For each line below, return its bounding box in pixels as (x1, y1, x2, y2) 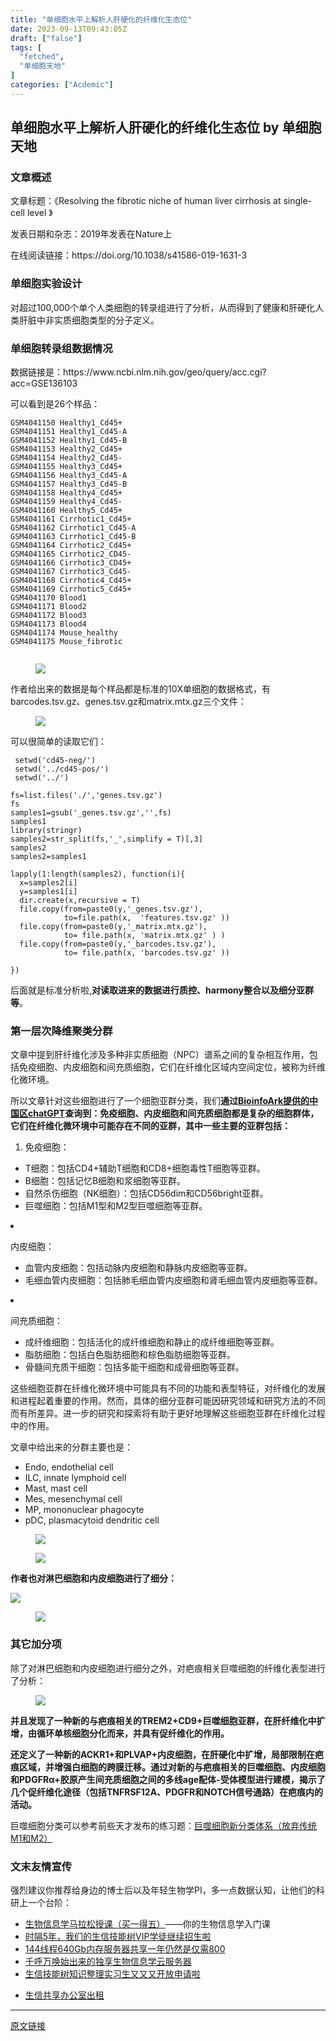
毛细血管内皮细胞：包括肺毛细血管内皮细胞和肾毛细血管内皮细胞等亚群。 (24, 1274, 323, 1286)
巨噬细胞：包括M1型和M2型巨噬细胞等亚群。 (24, 1200, 208, 1212)
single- (283, 195, 313, 207)
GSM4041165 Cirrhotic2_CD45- (10, 549, 132, 560)
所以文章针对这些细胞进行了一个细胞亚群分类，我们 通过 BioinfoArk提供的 (10, 1095, 310, 1107)
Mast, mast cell (24, 1482, 88, 1495)
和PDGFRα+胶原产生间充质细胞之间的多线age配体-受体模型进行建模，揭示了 (10, 1773, 326, 1785)
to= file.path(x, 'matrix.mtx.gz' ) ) (63, 931, 226, 941)
